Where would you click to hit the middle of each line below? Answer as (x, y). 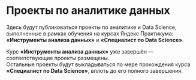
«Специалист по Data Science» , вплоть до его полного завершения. (94, 70)
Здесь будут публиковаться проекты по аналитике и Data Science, (91, 27)
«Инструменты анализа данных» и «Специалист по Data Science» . (95, 40)
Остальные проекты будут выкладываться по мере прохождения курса (98, 64)
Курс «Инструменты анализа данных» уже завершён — (80, 51)
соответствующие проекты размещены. (58, 58)
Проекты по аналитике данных (88, 11)
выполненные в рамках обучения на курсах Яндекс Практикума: (90, 33)
